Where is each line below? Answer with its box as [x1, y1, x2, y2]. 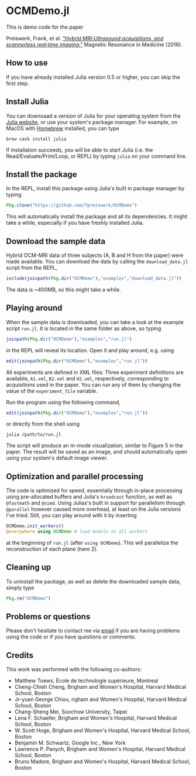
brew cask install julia [6, 136, 67, 142]
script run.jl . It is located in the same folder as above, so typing [6, 325, 161, 332]
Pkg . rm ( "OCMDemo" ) [6, 595, 51, 601]
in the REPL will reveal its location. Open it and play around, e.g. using [6, 346, 174, 353]
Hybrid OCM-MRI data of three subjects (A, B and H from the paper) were [6, 252, 184, 259]
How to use [6, 58, 48, 68]
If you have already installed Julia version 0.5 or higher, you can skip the [6, 73, 180, 80]
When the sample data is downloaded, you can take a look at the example [6, 318, 184, 325]
